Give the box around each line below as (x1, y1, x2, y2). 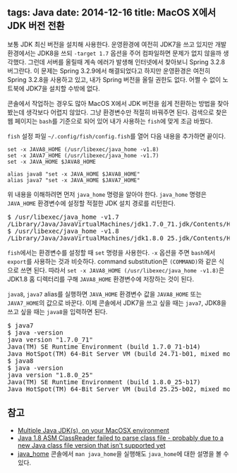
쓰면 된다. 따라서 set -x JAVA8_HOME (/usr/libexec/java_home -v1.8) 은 (20, 265, 225, 274)
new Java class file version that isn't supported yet (17, 441, 166, 450)
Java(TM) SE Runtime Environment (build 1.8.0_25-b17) (7, 378, 201, 386)
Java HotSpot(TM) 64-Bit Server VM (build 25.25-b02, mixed (7, 385, 220, 393)
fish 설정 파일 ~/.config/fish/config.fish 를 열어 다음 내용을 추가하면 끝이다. (7, 131, 226, 140)
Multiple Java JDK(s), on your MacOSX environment (17, 426, 169, 434)
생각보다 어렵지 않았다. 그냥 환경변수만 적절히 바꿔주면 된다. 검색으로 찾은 (25, 108, 228, 116)
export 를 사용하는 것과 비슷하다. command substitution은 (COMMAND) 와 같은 (7, 257, 217, 265)
